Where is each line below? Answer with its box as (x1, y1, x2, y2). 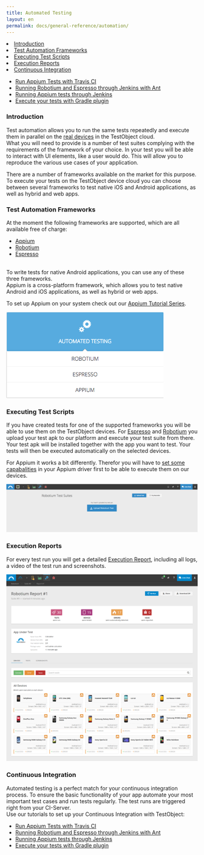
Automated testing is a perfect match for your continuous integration (6, 784, 178, 792)
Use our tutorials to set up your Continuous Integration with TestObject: (6, 811, 185, 818)
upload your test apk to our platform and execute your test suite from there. (6, 435, 195, 442)
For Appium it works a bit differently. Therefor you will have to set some (6, 459, 185, 466)
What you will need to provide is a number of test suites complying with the (6, 139, 195, 146)
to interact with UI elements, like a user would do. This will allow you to (6, 152, 183, 160)
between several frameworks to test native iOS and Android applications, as (6, 183, 196, 191)
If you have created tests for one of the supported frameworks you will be (6, 421, 191, 429)
